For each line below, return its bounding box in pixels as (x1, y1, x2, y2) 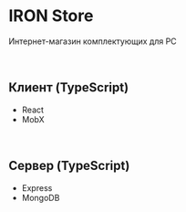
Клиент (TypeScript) (8, 79, 129, 96)
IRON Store (8, 5, 94, 26)
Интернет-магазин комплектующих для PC (8, 36, 177, 47)
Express (21, 182, 53, 193)
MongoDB (21, 192, 60, 203)
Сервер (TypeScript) (8, 158, 130, 174)
